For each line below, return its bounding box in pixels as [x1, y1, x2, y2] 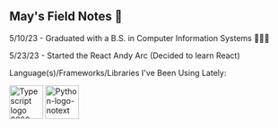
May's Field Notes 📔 [9, 9, 123, 24]
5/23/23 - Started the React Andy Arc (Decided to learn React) [9, 50, 240, 61]
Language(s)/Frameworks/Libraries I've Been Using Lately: [9, 67, 227, 78]
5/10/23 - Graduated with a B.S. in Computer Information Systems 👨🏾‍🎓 [9, 32, 270, 43]
